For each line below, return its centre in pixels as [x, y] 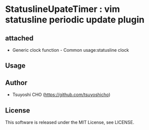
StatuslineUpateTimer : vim [63, 9]
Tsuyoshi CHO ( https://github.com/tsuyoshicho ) [61, 95]
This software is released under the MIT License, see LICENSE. [70, 123]
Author [16, 82]
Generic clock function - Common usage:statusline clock [71, 50]
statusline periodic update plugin [75, 20]
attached [19, 38]
